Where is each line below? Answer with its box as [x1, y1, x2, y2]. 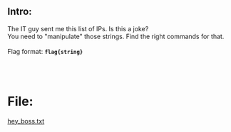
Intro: [7, 6, 32, 18]
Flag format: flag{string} [7, 47, 83, 55]
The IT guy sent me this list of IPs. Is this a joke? [7, 24, 149, 33]
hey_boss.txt [7, 116, 45, 125]
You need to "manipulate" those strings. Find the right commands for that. [7, 32, 225, 40]
